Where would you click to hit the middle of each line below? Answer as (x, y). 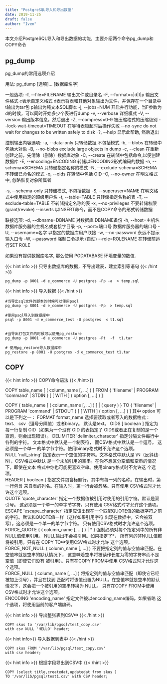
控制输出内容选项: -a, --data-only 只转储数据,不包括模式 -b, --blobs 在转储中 (83, 143)
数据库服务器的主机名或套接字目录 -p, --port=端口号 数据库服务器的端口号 (81, 226)
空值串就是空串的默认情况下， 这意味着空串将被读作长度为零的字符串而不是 (82, 554)
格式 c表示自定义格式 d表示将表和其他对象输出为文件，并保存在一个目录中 (85, 101)
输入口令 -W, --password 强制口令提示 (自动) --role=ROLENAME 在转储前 (81, 239)
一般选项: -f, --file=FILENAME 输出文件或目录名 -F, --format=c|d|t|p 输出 (80, 95)
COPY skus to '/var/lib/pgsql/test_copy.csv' (53, 625)
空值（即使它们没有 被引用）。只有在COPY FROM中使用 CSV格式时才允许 (80, 561)
